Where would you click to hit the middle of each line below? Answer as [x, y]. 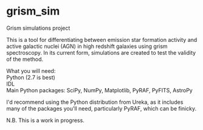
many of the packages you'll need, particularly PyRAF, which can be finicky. [101, 108]
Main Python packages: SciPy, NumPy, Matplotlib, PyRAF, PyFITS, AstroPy [99, 90]
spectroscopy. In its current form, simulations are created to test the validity [101, 52]
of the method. [25, 59]
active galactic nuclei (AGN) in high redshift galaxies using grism [87, 46]
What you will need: [31, 70]
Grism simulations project [38, 28]
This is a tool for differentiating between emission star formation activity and [102, 39]
